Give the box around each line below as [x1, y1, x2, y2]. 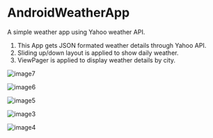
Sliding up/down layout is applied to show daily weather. [17, 49, 179, 57]
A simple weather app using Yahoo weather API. [7, 28, 145, 36]
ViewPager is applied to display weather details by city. [17, 55, 176, 64]
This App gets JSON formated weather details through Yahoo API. [17, 41, 207, 49]
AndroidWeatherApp [7, 5, 130, 21]
